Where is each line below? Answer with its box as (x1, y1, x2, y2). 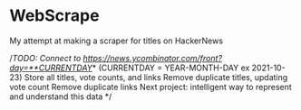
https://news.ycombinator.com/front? (83, 52, 223, 63)
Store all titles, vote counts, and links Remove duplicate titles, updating (24, 71, 288, 82)
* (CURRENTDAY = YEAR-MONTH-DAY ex (92, 62, 250, 73)
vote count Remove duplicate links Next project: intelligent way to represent (9, 81, 292, 92)
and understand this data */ (9, 91, 112, 102)
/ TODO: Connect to (9, 52, 82, 63)
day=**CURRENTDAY (9, 62, 93, 73)
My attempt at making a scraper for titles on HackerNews (9, 35, 224, 46)
